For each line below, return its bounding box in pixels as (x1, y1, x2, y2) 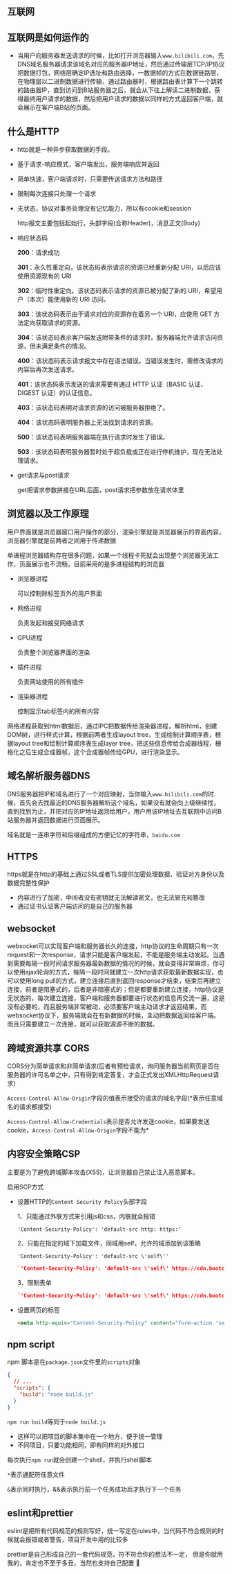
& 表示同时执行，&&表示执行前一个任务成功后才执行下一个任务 (7, 1485, 182, 1493)
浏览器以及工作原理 (7, 508, 89, 520)
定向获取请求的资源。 (23, 319, 84, 327)
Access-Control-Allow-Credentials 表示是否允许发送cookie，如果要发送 (7, 1117, 211, 1126)
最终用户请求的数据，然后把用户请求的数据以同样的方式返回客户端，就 (23, 95, 223, 103)
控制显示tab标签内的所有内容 (17, 707, 99, 715)
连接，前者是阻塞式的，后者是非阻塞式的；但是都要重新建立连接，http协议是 (7, 986, 224, 994)
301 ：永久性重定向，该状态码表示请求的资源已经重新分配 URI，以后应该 (17, 263, 222, 272)
